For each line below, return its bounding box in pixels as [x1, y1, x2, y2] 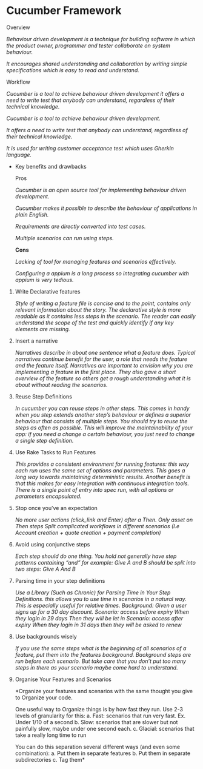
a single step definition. [15, 437, 74, 444]
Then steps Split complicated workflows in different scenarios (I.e [15, 522, 180, 529]
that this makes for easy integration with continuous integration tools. [15, 480, 190, 487]
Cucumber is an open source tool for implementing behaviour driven [15, 186, 187, 193]
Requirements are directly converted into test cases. [15, 223, 146, 230]
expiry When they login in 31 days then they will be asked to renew [15, 621, 182, 628]
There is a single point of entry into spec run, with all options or [15, 486, 174, 493]
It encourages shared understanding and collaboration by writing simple [6, 60, 188, 67]
